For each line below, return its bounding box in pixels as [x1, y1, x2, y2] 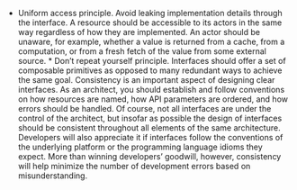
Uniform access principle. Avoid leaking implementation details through [17, 8, 283, 18]
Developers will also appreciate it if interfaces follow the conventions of [17, 132, 283, 142]
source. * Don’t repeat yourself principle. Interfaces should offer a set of [17, 56, 286, 66]
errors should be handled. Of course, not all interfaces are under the [17, 104, 272, 113]
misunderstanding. [17, 170, 88, 181]
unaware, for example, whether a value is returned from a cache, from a [17, 36, 285, 47]
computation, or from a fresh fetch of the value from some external [17, 46, 267, 57]
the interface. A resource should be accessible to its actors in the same [17, 17, 283, 28]
